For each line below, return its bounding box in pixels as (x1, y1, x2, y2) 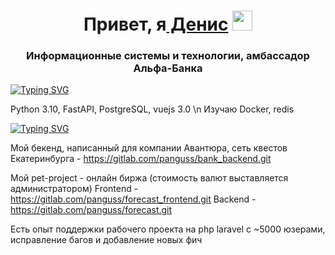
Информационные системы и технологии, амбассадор (26, 49, 310, 63)
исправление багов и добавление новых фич (10, 234, 203, 246)
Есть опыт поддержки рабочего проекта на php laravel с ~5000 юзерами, (10, 223, 326, 235)
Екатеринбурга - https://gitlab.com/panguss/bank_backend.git (10, 153, 272, 165)
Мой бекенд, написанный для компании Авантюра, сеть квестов (10, 142, 288, 154)
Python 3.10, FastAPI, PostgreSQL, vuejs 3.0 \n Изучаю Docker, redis (10, 103, 295, 115)
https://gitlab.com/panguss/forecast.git (10, 204, 173, 216)
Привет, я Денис (83, 13, 229, 36)
